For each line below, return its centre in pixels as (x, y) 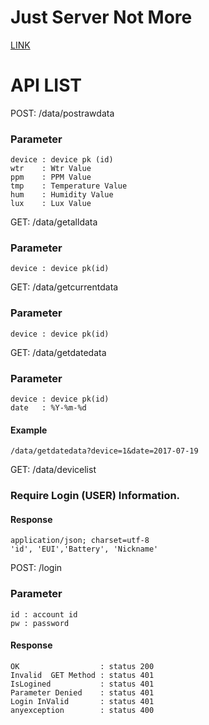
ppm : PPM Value (51, 177)
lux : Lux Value (51, 204)
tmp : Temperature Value (69, 186)
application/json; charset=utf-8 (80, 541)
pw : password (40, 623)
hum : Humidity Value (62, 195)
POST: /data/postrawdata (62, 113)
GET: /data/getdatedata (58, 352)
